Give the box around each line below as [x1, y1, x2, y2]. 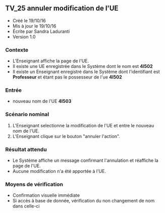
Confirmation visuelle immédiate [12, 192, 80, 198]
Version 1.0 [12, 33, 36, 40]
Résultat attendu [5, 146, 47, 153]
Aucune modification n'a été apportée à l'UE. [12, 168, 106, 174]
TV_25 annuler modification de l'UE [5, 4, 119, 13]
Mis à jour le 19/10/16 [12, 23, 57, 29]
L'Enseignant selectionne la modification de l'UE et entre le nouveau [12, 122, 154, 128]
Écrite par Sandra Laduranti [12, 28, 70, 34]
